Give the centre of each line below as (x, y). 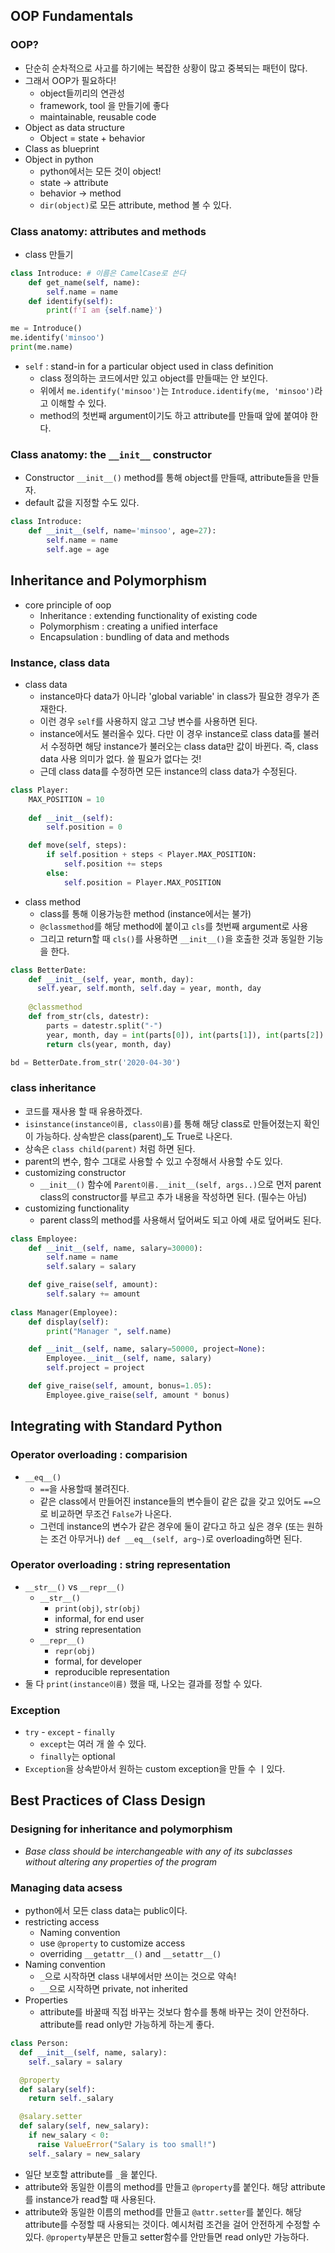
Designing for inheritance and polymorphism (121, 1829)
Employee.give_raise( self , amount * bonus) (138, 1395)
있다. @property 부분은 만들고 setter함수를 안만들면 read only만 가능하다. (167, 2236)
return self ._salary (71, 2099)
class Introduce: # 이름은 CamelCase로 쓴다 (98, 273)
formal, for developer (98, 1661)
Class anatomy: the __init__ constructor (111, 454)
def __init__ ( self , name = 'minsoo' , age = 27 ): (122, 531)
